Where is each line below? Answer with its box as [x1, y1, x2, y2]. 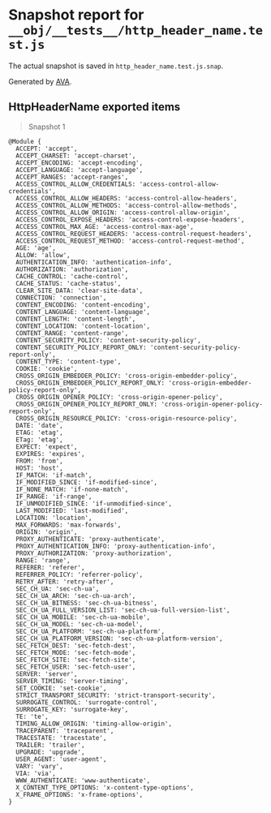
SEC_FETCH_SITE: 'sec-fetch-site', [15, 656, 136, 664]
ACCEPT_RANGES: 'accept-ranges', [15, 173, 129, 181]
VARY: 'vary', [15, 762, 63, 770]
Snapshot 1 [28, 122, 66, 131]
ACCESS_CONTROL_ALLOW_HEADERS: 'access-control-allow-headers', [15, 194, 238, 202]
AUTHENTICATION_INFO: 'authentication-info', [15, 258, 173, 266]
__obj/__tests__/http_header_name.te [8, 23, 264, 38]
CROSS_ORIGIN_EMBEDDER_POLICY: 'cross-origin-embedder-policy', [15, 372, 238, 380]
